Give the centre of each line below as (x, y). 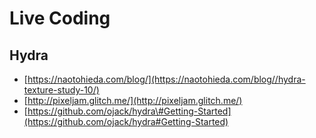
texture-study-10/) (61, 90)
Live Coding (60, 18)
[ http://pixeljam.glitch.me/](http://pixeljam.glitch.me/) (133, 100)
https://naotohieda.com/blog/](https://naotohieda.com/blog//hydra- (166, 79)
